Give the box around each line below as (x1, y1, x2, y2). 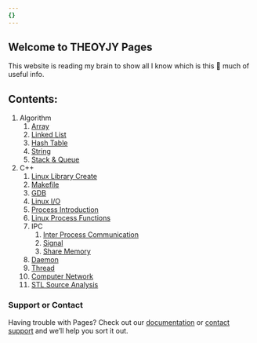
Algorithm (19, 113, 52, 122)
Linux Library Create (31, 172, 98, 181)
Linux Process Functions (31, 213, 111, 223)
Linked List (31, 130, 67, 140)
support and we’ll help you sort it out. (8, 326, 128, 335)
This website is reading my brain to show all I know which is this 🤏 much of (8, 61, 249, 71)
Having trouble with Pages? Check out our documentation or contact (8, 317, 230, 327)
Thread (31, 264, 55, 273)
